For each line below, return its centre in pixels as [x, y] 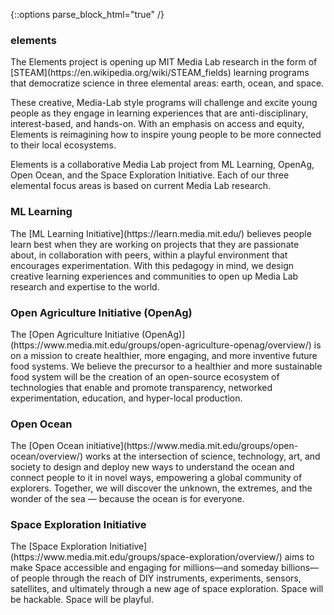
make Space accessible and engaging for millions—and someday [144, 568]
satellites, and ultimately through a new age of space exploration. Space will [167, 589]
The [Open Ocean [47, 446]
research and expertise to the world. [85, 286]
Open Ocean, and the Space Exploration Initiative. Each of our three [150, 175]
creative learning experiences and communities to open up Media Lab [154, 276]
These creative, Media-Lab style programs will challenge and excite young [164, 103]
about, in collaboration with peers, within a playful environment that [149, 255]
